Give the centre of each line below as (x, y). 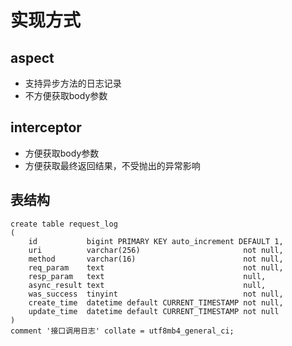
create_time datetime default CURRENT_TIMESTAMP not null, (156, 302)
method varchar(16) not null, (156, 259)
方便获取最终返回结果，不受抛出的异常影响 (112, 165)
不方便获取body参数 (66, 95)
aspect (32, 57)
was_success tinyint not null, (156, 294)
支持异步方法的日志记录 (73, 83)
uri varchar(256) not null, (156, 250)
